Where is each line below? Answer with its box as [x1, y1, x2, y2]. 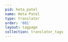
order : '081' [5, 20, 31, 26]
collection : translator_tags [5, 29, 64, 34]
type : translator [5, 16, 40, 21]
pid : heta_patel [5, 7, 38, 12]
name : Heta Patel [5, 12, 40, 16]
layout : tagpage [5, 25, 38, 30]
